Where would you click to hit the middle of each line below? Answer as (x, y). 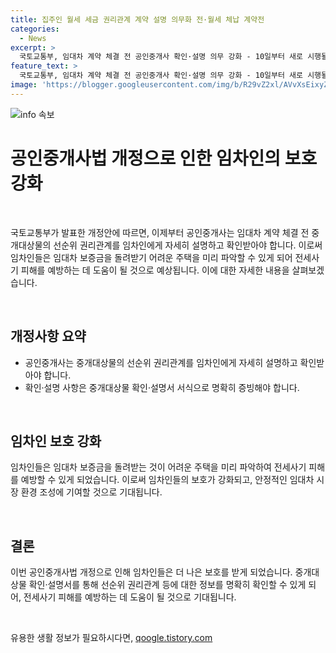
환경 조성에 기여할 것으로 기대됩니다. (91, 492)
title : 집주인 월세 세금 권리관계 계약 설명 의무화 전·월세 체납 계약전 (137, 19)
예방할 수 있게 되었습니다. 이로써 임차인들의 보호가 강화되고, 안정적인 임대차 (167, 480)
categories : (35, 29)
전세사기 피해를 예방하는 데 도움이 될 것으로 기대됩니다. (130, 597)
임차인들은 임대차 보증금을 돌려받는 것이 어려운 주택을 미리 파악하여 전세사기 (158, 467)
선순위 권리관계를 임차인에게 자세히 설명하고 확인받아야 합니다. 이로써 (188, 245)
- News (33, 38)
